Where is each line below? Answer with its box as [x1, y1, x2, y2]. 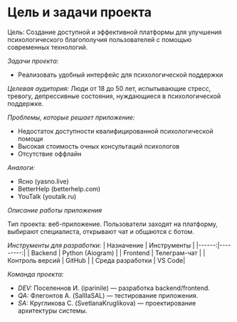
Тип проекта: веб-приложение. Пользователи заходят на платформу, [7, 220, 218, 228]
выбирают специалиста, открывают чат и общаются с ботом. [7, 227, 194, 235]
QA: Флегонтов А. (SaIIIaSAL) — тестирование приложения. [17, 291, 199, 299]
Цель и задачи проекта [7, 4, 152, 21]
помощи [17, 134, 43, 143]
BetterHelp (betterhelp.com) [17, 184, 101, 193]
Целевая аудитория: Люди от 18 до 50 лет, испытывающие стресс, [7, 84, 211, 92]
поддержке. [7, 99, 44, 107]
